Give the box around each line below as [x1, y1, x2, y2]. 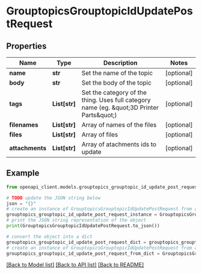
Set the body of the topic [81, 79, 152, 87]
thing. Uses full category [81, 96, 151, 104]
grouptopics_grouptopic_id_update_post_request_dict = [6, 239, 147, 245]
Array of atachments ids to [81, 140, 157, 148]
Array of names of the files [81, 121, 157, 129]
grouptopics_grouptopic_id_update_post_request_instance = [6, 212, 158, 218]
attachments [9, 144, 47, 152]
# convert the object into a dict [6, 233, 93, 240]
